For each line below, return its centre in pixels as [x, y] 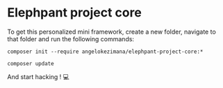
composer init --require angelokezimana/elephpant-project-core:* [105, 52]
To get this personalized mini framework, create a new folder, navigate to [112, 32]
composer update [31, 63]
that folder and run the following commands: [71, 38]
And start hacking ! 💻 [38, 76]
